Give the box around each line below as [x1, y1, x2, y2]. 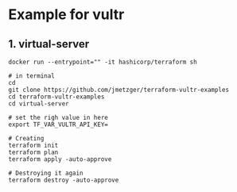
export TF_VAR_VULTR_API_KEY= [8, 121, 109, 129]
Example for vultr [8, 6, 125, 24]
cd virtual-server [8, 100, 69, 108]
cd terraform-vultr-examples [8, 93, 105, 101]
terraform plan [8, 148, 59, 156]
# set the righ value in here [8, 113, 109, 121]
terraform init [8, 141, 59, 149]
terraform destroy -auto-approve [8, 176, 119, 184]
